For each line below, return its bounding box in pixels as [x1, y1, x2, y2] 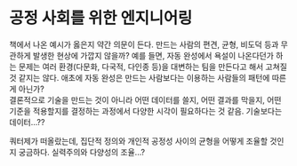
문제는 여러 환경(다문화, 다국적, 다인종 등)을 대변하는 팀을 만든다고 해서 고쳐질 [18, 61, 287, 72]
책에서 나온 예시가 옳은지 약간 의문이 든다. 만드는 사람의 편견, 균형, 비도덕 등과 [9, 39, 279, 50]
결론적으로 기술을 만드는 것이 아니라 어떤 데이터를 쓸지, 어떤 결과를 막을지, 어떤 [9, 94, 282, 105]
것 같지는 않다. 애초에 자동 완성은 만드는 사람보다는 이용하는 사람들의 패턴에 [9, 72, 270, 83]
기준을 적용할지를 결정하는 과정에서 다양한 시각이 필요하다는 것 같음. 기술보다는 [9, 106, 283, 116]
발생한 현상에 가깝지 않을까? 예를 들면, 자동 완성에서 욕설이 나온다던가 [32, 50, 274, 60]
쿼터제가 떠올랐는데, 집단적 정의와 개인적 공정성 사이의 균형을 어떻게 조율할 [9, 135, 269, 146]
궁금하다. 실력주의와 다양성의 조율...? [18, 146, 145, 157]
